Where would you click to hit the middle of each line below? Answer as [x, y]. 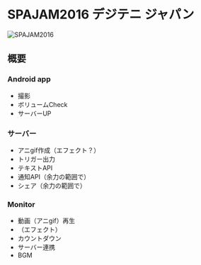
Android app [29, 79]
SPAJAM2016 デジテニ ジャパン [101, 15]
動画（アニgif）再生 [46, 221]
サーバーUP [34, 113]
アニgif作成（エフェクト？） [59, 150]
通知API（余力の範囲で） [54, 176]
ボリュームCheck [42, 104]
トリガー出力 [36, 159]
